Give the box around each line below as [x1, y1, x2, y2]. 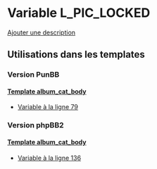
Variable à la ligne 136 [17, 154, 82, 162]
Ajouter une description [7, 28, 76, 37]
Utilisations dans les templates [7, 49, 146, 61]
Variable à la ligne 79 [17, 103, 79, 111]
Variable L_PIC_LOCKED [7, 5, 151, 21]
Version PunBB [7, 70, 60, 80]
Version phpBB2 [7, 120, 65, 130]
